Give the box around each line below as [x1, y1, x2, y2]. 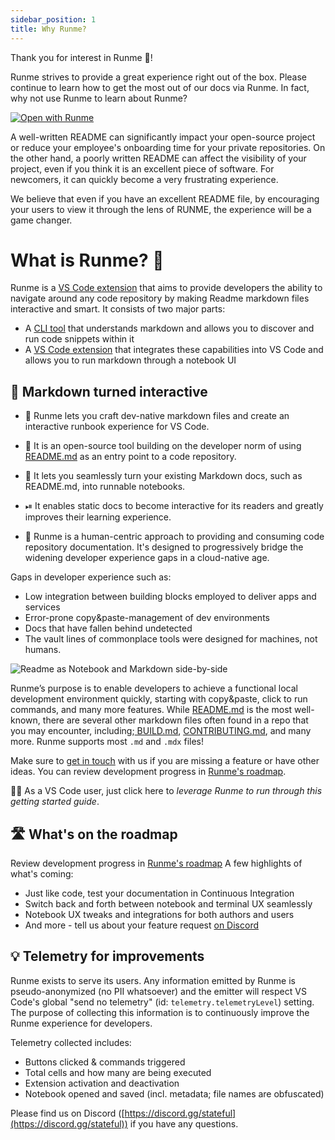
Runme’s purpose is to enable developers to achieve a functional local [10, 682, 298, 695]
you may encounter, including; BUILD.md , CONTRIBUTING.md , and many [10, 725, 312, 737]
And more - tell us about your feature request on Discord [24, 919, 259, 931]
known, [10, 714, 41, 726]
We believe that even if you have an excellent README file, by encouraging [10, 192, 320, 205]
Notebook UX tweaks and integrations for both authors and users [24, 909, 295, 921]
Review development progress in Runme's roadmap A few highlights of [10, 857, 303, 870]
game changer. [10, 214, 73, 226]
